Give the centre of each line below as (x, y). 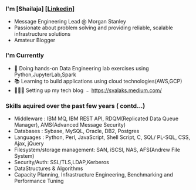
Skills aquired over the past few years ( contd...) (75, 106)
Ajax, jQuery (29, 143)
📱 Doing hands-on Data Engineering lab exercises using (81, 68)
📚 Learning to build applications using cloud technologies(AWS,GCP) (98, 81)
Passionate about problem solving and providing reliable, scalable (94, 28)
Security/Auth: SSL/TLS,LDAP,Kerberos (61, 162)
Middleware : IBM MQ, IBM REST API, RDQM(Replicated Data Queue (96, 118)
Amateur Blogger (35, 40)
